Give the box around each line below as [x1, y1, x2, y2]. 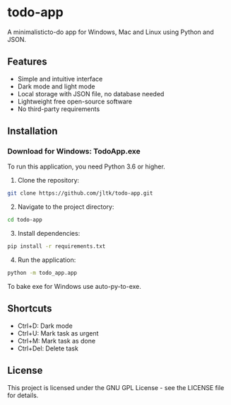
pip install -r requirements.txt [7, 243, 106, 250]
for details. [7, 391, 39, 399]
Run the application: [17, 256, 76, 264]
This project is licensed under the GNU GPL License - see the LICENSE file [7, 383, 225, 392]
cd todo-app [7, 217, 42, 224]
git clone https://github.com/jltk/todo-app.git [7, 190, 153, 197]
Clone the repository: [17, 176, 80, 185]
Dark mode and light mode [17, 82, 95, 91]
